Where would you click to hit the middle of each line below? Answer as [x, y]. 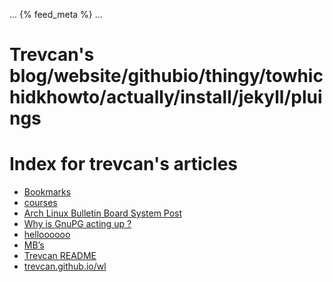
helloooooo [47, 235]
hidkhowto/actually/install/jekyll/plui [166, 97]
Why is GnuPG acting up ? [77, 224]
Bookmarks [47, 192]
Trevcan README [60, 256]
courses [40, 203]
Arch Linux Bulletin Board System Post [103, 213]
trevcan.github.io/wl [65, 266]
